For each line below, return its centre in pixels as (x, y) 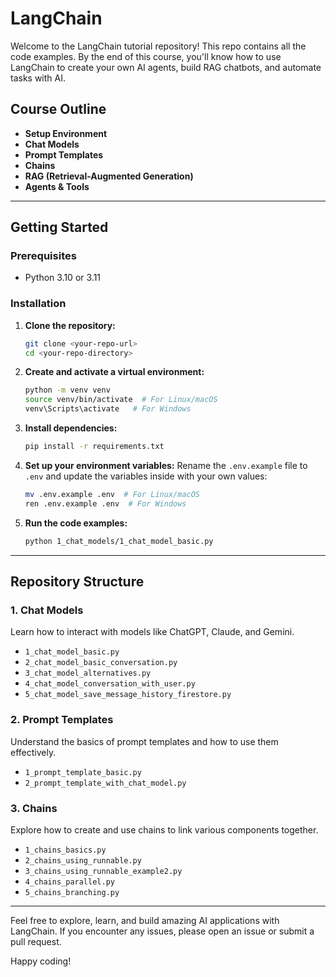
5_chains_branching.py (72, 892)
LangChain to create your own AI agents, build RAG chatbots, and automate (166, 67)
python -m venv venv (67, 390)
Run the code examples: (76, 523)
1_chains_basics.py (65, 850)
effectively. (33, 752)
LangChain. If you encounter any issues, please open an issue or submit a (162, 931)
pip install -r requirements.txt (94, 447)
